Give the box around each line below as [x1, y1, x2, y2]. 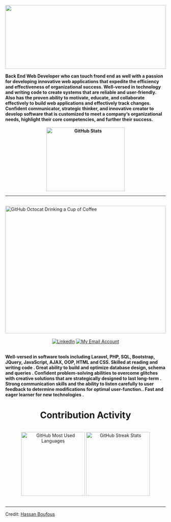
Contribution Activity [40, 409, 131, 421]
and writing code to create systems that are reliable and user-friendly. [5, 89, 157, 95]
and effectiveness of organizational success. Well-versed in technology [5, 84, 161, 90]
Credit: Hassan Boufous [5, 511, 55, 517]
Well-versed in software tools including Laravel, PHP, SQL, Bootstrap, [5, 354, 155, 359]
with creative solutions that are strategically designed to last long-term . [5, 375, 162, 381]
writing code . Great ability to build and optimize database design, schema [5, 364, 165, 371]
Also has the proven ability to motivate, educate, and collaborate [5, 95, 145, 100]
